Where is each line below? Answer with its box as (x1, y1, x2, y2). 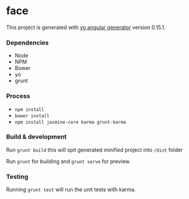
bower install (14, 113, 50, 119)
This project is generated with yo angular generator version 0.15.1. (6, 24, 166, 31)
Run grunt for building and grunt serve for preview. (6, 158, 131, 165)
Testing (6, 172, 28, 181)
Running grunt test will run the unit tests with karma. (6, 186, 136, 193)
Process (6, 92, 31, 100)
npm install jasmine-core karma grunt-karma (14, 119, 126, 125)
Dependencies (6, 38, 49, 47)
